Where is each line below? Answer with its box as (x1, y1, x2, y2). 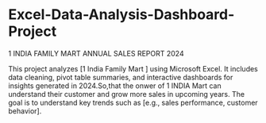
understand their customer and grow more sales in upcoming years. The (8, 89, 245, 98)
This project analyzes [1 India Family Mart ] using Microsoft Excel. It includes (8, 63, 258, 73)
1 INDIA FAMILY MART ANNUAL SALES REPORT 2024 (8, 48, 184, 58)
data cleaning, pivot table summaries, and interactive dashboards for (8, 72, 233, 82)
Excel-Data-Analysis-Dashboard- (8, 6, 235, 24)
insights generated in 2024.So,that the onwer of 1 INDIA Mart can (8, 81, 222, 90)
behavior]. (8, 106, 42, 116)
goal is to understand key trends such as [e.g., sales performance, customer (8, 98, 258, 107)
